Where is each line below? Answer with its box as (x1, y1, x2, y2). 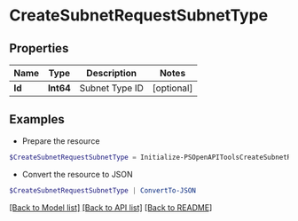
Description (86, 67, 137, 79)
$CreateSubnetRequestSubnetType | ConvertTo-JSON (9, 185, 197, 195)
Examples (9, 112, 65, 127)
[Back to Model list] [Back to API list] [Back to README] (9, 201, 213, 213)
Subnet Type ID (79, 82, 145, 94)
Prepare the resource (21, 135, 100, 146)
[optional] (152, 82, 193, 94)
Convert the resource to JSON (21, 169, 133, 179)
